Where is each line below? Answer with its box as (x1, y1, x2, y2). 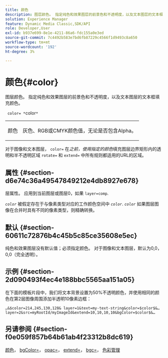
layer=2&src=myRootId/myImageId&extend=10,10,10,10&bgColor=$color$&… (5, 310, 155, 315)
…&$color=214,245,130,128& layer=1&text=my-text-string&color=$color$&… (5, 306, 160, 311)
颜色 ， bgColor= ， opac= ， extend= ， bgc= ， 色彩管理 (5, 347, 120, 353)
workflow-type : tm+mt (5, 40, 50, 45)
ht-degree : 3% (5, 49, 35, 54)
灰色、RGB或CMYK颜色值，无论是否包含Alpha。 (22, 127, 136, 134)
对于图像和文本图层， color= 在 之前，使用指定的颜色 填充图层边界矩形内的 (5, 146, 157, 152)
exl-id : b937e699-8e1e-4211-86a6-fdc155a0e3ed (5, 30, 104, 35)
